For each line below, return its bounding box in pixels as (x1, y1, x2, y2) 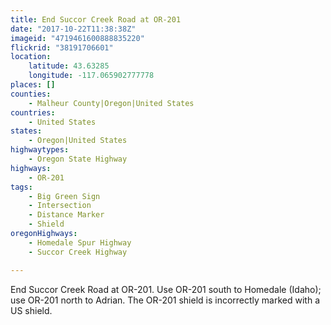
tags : (10, 182, 33, 192)
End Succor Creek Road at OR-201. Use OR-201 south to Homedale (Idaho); (10, 283, 322, 295)
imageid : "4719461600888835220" (10, 33, 145, 43)
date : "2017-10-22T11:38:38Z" (10, 24, 137, 34)
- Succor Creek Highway (28, 247, 128, 257)
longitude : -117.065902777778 (28, 71, 155, 81)
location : (10, 52, 52, 62)
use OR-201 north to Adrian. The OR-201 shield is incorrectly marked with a (10, 294, 320, 306)
